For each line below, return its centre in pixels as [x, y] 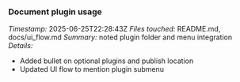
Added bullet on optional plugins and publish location [107, 61]
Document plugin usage [55, 12]
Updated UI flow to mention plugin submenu [92, 69]
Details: [21, 46]
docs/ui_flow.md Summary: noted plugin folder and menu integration [120, 37]
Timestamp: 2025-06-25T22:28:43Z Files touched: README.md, [114, 29]
